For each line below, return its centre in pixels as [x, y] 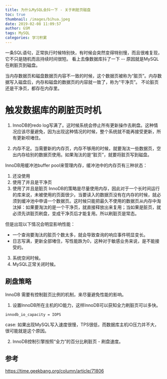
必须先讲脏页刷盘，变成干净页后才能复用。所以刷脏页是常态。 [76, 213]
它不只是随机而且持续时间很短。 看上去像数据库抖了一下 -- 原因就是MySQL [82, 59]
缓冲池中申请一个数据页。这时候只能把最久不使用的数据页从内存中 [89, 201]
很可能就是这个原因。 [27, 330]
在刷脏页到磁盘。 [23, 65]
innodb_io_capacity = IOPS [33, 314]
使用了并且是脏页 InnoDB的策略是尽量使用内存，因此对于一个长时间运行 [86, 188]
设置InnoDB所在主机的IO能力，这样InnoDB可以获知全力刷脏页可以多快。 [86, 305]
